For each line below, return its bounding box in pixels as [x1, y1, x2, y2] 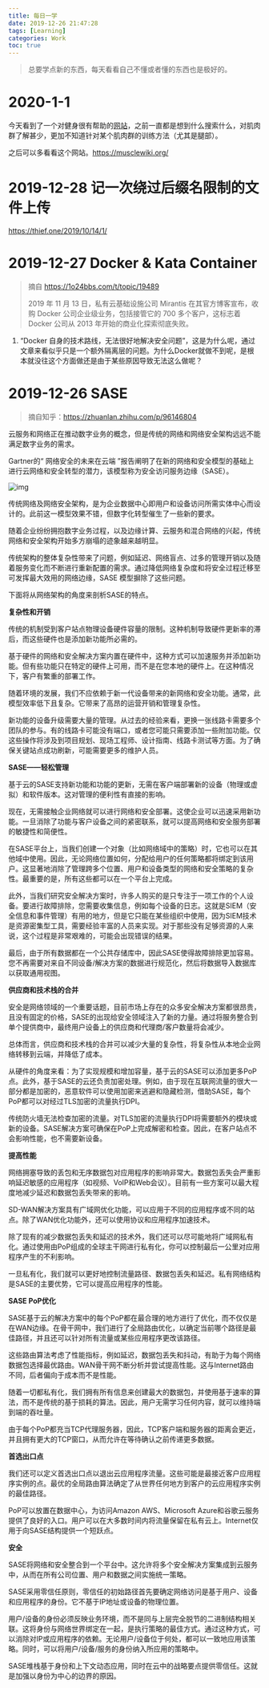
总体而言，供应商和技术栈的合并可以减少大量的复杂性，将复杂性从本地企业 [8, 1039, 254, 1049]
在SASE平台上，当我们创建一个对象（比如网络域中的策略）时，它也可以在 [8, 843, 251, 853]
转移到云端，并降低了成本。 [14, 1049, 106, 1059]
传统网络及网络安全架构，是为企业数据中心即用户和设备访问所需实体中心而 [8, 498, 254, 508]
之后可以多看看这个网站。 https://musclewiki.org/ [8, 148, 169, 157]
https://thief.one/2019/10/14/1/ [8, 226, 108, 235]
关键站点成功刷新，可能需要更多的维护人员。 [14, 745, 163, 755]
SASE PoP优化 [8, 1296, 56, 1305]
